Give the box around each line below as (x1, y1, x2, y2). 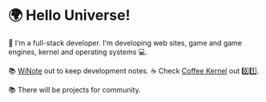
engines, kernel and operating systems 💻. (8, 47, 148, 57)
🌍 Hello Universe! (8, 6, 131, 25)
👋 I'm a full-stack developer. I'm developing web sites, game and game (8, 37, 243, 48)
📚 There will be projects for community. (8, 84, 142, 94)
